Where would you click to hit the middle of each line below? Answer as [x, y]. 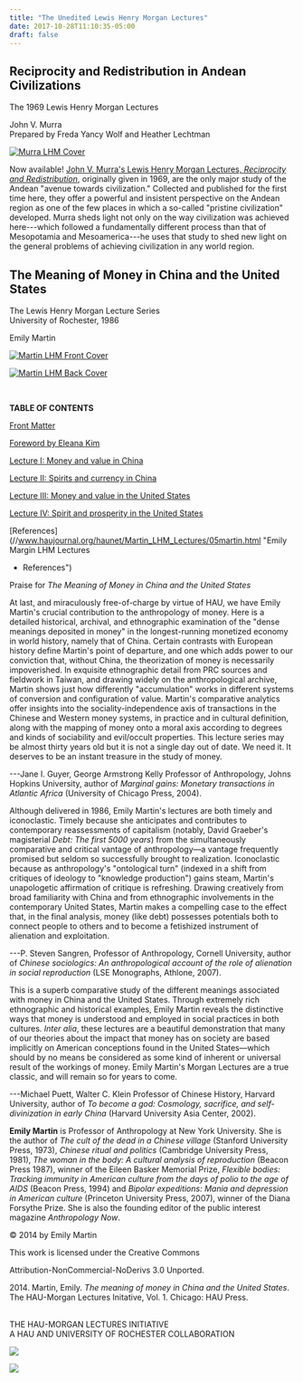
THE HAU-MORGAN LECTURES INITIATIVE [89, 1324]
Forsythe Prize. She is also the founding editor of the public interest [135, 1208]
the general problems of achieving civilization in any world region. [132, 246]
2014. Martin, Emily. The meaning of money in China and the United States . [150, 1287]
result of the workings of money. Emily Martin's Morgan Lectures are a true [149, 1067]
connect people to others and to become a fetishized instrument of [134, 926]
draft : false [34, 34]
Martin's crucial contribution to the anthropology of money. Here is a [137, 612]
